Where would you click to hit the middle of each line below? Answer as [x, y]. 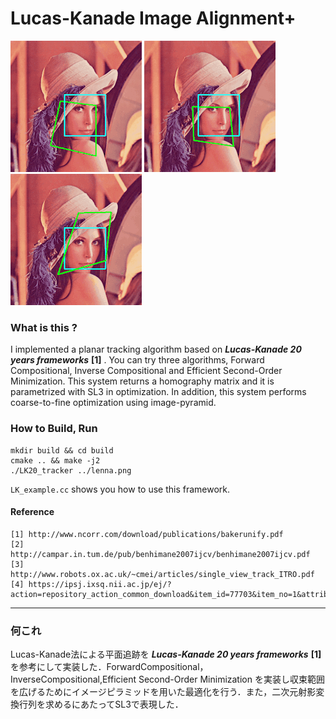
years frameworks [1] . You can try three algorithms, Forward [137, 360]
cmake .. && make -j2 [55, 460]
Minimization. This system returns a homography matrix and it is [142, 381]
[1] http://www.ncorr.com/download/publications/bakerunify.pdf [147, 534]
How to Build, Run [54, 429]
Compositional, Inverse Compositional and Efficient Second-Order [146, 371]
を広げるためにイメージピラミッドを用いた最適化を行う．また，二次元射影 [163, 692]
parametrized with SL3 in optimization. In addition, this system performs [158, 392]
